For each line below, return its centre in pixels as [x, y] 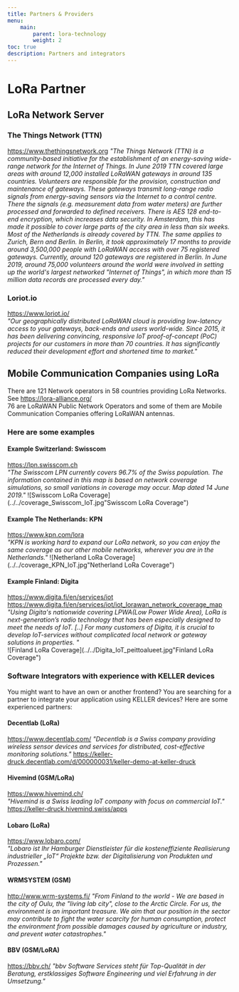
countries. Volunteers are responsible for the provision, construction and [114, 181]
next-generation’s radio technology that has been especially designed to [114, 620]
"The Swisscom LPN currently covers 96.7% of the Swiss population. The [115, 472]
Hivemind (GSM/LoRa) [41, 778]
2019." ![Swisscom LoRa [43, 495]
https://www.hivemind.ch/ [46, 794]
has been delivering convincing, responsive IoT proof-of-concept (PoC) [112, 336]
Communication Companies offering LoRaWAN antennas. [91, 413]
